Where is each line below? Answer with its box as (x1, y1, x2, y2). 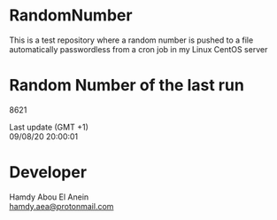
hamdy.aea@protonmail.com (9, 200, 114, 211)
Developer (9, 162, 87, 183)
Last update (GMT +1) (9, 122, 88, 132)
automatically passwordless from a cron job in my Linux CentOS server (9, 43, 268, 54)
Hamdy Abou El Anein (9, 192, 89, 202)
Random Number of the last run (9, 75, 245, 96)
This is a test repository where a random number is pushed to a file (9, 35, 254, 45)
